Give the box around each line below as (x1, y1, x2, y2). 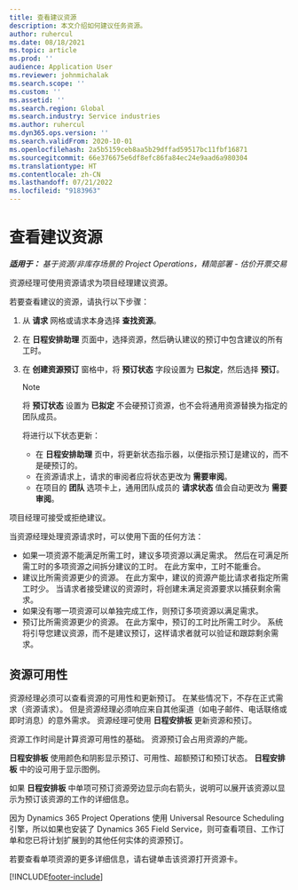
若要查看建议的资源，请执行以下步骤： (9, 296, 149, 306)
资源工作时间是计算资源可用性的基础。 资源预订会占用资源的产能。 (9, 734, 253, 744)
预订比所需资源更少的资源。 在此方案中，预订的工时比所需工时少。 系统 (21, 616, 284, 627)
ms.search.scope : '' (9, 79, 86, 88)
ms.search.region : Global (9, 104, 105, 113)
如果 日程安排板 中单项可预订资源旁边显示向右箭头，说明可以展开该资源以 (9, 783, 278, 793)
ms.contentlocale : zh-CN (9, 170, 101, 179)
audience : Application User (9, 63, 114, 72)
